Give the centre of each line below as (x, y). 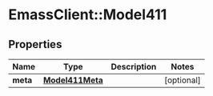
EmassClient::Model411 (88, 15)
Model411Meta (73, 80)
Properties (35, 44)
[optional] (183, 80)
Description (134, 67)
